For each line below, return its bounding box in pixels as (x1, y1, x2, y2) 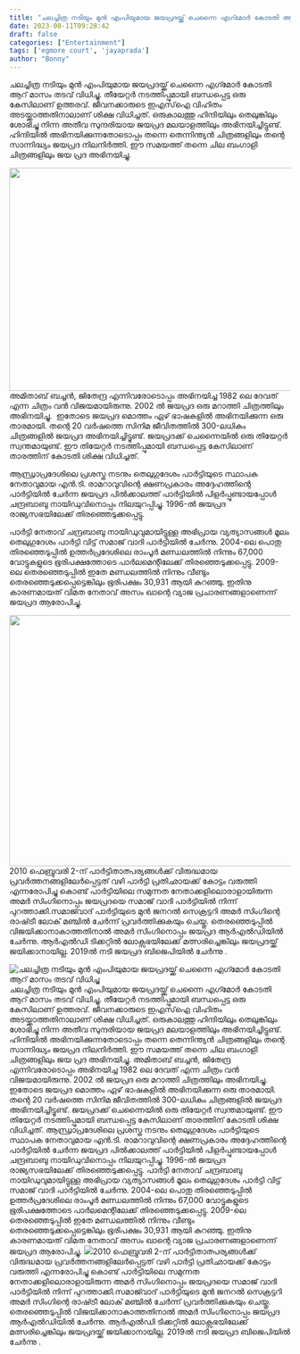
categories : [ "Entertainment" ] (9, 37, 126, 47)
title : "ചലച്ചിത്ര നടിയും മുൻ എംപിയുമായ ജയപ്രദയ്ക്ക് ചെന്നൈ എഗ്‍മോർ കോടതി (9, 12, 279, 22)
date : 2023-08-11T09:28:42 (9, 21, 110, 30)
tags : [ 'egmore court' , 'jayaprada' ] (9, 46, 150, 55)
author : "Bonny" (9, 54, 70, 63)
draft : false (9, 29, 58, 38)
